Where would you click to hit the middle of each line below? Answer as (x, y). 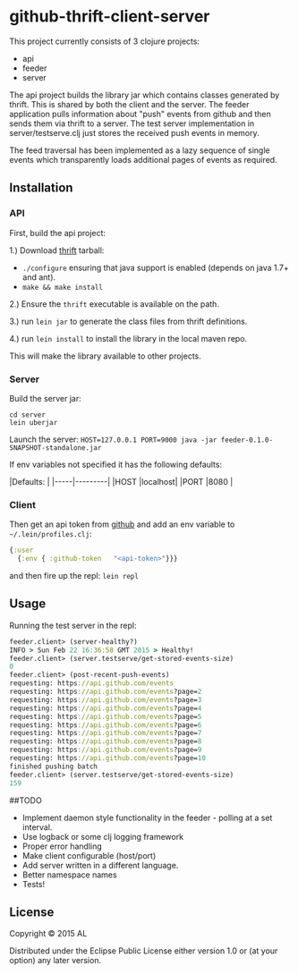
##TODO (26, 800)
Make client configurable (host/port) (89, 855)
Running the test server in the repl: (73, 625)
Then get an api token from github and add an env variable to (122, 524)
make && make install (62, 287)
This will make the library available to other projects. (105, 356)
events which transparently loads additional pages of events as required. (143, 159)
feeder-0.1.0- (247, 440)
